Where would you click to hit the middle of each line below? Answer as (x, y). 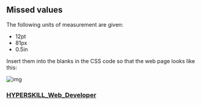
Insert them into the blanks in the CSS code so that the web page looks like (101, 61)
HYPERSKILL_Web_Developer (51, 95)
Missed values (35, 10)
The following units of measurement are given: (65, 24)
